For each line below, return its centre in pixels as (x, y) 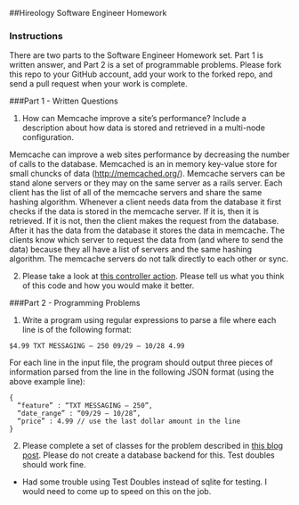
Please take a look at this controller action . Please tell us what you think (153, 277)
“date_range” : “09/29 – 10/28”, (79, 414)
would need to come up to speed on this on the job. (117, 492)
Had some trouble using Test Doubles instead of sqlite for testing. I (145, 482)
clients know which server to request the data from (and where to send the (146, 240)
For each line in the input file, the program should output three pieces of (141, 363)
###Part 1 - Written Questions (64, 101)
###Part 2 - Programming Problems (75, 303)
